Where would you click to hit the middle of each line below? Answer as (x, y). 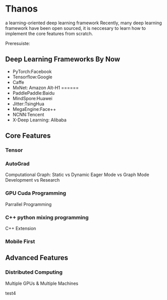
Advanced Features (37, 258)
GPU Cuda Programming (36, 193)
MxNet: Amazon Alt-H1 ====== (46, 88)
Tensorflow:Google (33, 77)
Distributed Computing (34, 272)
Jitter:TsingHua (28, 104)
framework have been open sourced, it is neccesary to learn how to (76, 28)
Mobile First (20, 241)
